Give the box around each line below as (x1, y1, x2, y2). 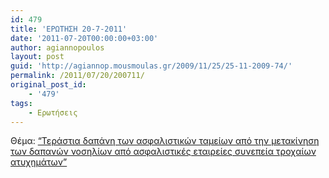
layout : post (10, 52, 65, 62)
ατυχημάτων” (10, 156, 68, 168)
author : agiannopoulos (10, 42, 105, 53)
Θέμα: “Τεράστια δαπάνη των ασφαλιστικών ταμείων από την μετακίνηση (10, 135, 320, 147)
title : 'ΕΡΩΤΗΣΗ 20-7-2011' (10, 24, 128, 34)
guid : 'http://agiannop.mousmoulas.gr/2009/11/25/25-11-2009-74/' (10, 61, 293, 71)
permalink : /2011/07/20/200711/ (10, 71, 145, 81)
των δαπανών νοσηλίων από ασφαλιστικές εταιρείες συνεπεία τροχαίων (10, 146, 317, 158)
